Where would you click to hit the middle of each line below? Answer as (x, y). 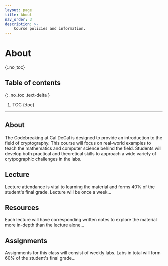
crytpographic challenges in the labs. (43, 159)
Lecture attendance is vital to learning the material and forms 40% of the (80, 187)
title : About (19, 15)
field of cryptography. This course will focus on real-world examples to (78, 143)
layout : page (19, 10)
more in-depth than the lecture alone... (45, 225)
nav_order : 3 (19, 19)
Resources (22, 208)
